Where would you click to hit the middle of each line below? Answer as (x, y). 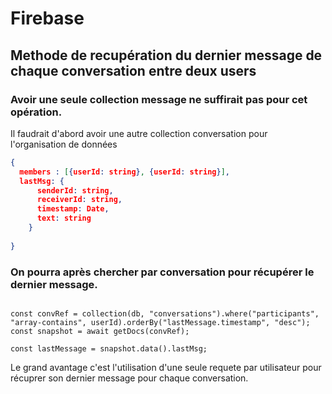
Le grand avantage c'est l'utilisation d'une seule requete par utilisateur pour (166, 367)
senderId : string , (75, 190)
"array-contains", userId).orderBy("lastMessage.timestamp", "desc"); (160, 322)
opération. (36, 112)
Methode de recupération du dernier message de (166, 55)
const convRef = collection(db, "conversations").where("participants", (165, 313)
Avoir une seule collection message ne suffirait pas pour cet (159, 99)
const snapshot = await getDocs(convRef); (100, 331)
